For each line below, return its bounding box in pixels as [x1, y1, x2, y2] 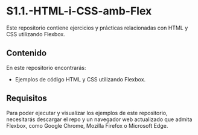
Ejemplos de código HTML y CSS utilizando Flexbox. [14, 75, 146, 83]
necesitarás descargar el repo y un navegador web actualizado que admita [6, 116, 193, 123]
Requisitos [6, 93, 47, 104]
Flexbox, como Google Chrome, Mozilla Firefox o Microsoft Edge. [6, 122, 168, 129]
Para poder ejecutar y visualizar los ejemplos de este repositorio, [6, 109, 168, 116]
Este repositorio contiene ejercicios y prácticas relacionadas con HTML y [6, 24, 188, 31]
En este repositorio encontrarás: [6, 64, 86, 71]
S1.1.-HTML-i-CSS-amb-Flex [6, 4, 152, 18]
